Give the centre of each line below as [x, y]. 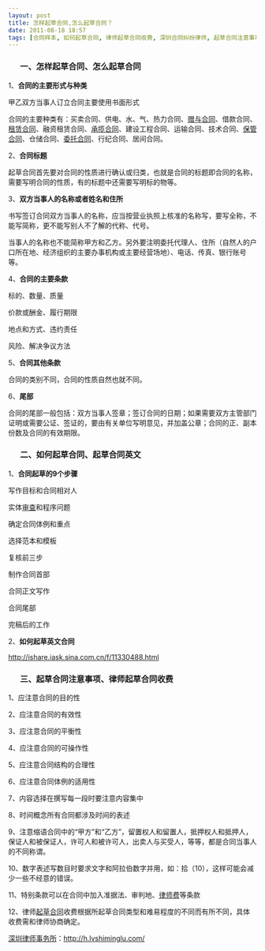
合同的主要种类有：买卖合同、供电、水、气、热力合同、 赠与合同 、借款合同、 [132, 118]
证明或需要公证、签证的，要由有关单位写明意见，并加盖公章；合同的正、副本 [132, 422]
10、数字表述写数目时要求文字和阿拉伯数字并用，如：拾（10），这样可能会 [128, 868]
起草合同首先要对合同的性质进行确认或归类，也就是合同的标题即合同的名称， [132, 172]
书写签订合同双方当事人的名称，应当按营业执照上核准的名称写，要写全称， [129, 215]
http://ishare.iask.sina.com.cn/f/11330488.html [84, 657]
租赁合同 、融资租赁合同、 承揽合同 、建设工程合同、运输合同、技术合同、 [125, 129]
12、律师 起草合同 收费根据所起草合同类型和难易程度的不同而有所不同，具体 [129, 912]
